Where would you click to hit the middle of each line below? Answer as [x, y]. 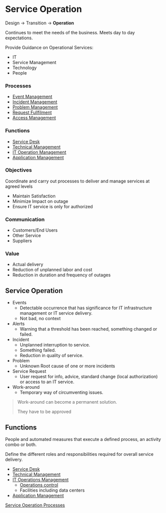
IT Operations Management [40, 480]
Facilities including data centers [52, 490]
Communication [25, 219]
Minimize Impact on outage [40, 201]
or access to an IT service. [47, 382]
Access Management [34, 118]
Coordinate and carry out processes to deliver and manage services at [78, 181]
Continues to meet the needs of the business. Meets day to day [70, 32]
